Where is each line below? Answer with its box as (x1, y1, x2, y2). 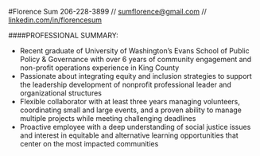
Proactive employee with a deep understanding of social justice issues (19, 123, 251, 131)
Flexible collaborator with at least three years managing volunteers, (19, 97, 240, 106)
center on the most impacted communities (19, 139, 159, 148)
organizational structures (19, 88, 102, 98)
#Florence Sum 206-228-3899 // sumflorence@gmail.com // (8, 7, 207, 16)
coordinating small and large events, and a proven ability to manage (19, 105, 243, 115)
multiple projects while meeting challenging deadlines (19, 114, 196, 123)
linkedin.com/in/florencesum (8, 15, 102, 25)
